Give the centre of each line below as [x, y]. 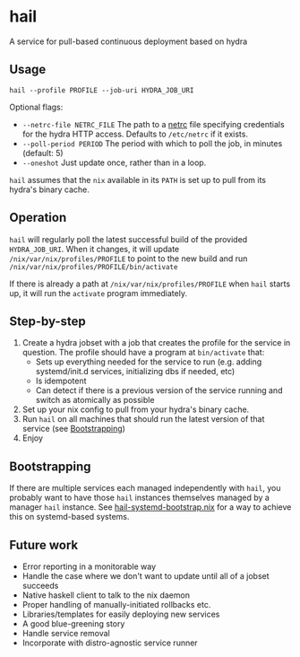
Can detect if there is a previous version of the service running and [159, 390]
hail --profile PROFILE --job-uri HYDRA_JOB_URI [102, 90]
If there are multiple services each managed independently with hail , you [145, 488]
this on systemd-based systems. [69, 517]
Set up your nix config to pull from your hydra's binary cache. [136, 409]
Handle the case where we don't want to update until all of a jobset [146, 576]
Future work [44, 545]
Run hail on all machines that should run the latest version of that [143, 419]
